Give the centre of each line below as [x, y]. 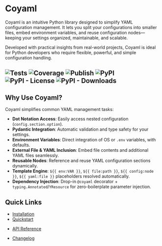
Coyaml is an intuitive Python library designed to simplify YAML [69, 22]
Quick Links [24, 202]
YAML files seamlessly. [35, 156]
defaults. [21, 145]
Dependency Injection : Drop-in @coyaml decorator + [65, 182]
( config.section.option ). [38, 124]
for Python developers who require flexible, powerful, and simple [71, 53]
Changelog [23, 238]
